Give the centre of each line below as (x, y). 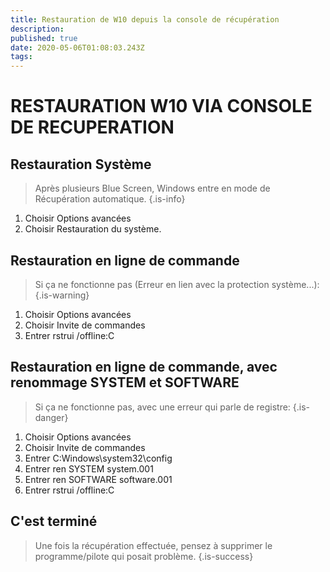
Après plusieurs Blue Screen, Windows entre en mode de (152, 188)
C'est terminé (54, 521)
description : (37, 29)
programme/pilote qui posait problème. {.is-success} (144, 556)
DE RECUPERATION (92, 127)
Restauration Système (81, 164)
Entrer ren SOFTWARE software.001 (98, 479)
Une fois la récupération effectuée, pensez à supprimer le (153, 545)
